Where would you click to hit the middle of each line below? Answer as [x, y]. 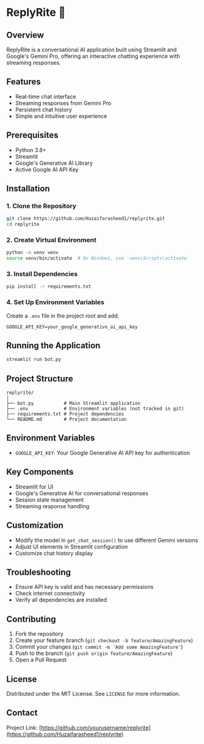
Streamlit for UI [34, 487]
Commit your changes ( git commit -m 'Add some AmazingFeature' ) [99, 647]
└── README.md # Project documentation [67, 420]
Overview [25, 35]
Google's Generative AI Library [54, 163]
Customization [35, 526]
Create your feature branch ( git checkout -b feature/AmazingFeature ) [104, 640]
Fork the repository [39, 634]
